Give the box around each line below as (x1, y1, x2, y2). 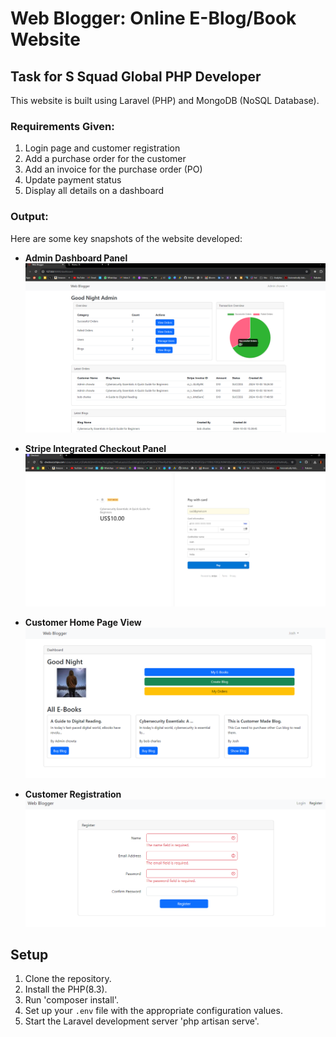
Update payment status (24, 174, 122, 186)
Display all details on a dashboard (24, 185, 165, 197)
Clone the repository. (24, 973, 112, 985)
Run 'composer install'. (24, 994, 120, 1006)
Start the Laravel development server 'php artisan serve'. (24, 1015, 260, 1027)
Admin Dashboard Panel (24, 252, 128, 264)
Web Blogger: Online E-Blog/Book (10, 7, 297, 30)
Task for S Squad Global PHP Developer (10, 68, 262, 85)
